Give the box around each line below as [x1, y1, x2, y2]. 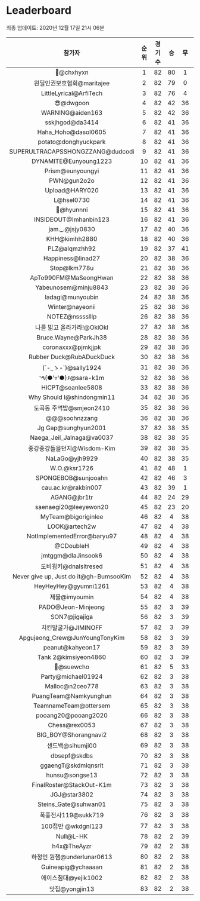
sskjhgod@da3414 [45, 118, 99, 126]
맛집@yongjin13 [49, 885, 95, 893]
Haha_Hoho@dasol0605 [37, 128, 107, 136]
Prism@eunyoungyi [44, 167, 99, 175]
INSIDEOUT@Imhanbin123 [33, 215, 110, 223]
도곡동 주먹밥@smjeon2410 [33, 404, 110, 412]
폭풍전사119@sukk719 [39, 811, 104, 819]
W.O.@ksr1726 [49, 464, 94, 472]
